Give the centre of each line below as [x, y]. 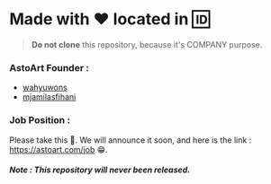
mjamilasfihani [49, 97]
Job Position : [40, 120]
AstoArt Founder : [50, 67]
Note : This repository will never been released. [100, 170]
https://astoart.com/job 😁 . [59, 149]
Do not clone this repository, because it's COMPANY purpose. [147, 44]
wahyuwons [45, 88]
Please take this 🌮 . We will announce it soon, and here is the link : [131, 140]
